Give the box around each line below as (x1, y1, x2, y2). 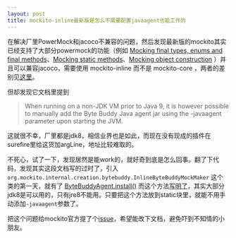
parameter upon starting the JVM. (24, 117, 123, 125)
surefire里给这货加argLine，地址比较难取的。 (7, 140, 138, 148)
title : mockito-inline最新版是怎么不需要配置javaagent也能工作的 (7, 17, 187, 24)
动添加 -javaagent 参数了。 (7, 199, 82, 208)
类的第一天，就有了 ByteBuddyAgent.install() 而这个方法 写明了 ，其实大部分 (7, 182, 225, 190)
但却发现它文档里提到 (7, 88, 69, 96)
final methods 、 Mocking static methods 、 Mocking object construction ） (7, 54, 221, 64)
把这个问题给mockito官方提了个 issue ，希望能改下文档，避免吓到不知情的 (7, 214, 219, 222)
